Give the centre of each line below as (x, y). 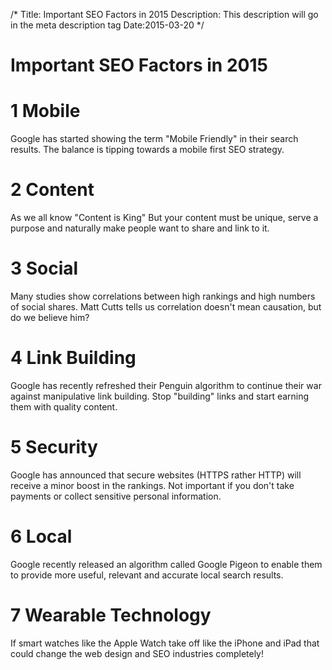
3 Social (44, 268)
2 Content (52, 190)
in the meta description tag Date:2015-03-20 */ (107, 25)
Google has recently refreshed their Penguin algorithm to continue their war (166, 385)
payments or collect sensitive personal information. (116, 496)
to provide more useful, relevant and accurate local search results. (147, 575)
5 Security (54, 447)
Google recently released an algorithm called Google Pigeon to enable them (166, 564)
